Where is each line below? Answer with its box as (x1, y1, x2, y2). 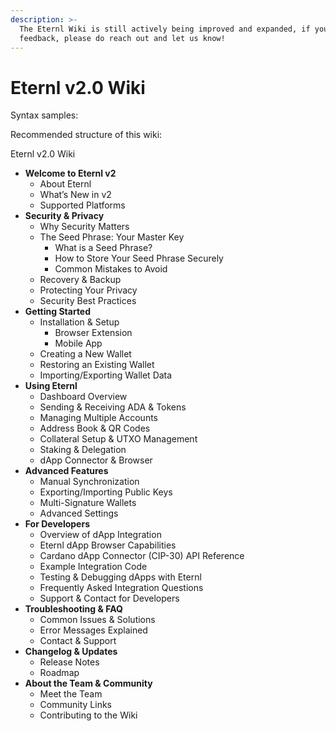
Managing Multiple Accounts (39, 412, 158, 424)
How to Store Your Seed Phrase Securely (54, 252, 224, 265)
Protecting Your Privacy (39, 284, 138, 296)
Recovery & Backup (39, 274, 122, 286)
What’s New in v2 (39, 189, 112, 201)
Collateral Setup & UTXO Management (39, 433, 198, 445)
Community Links (39, 699, 112, 711)
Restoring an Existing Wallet (39, 359, 155, 371)
